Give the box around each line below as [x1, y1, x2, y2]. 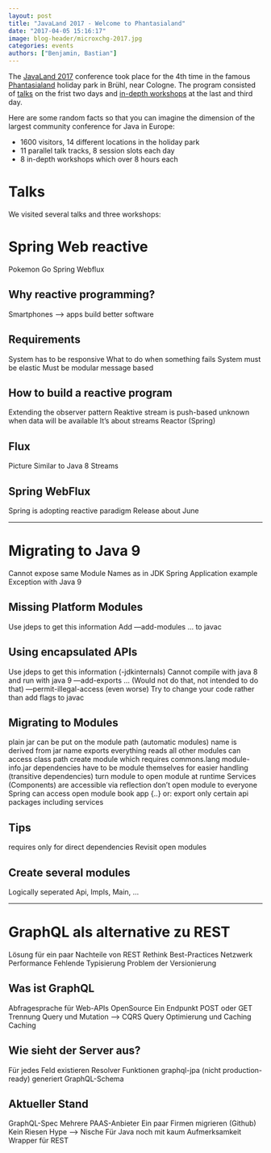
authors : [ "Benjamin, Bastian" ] [8, 49, 117, 57]
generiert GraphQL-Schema [31, 1074, 124, 1084]
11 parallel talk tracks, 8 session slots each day [19, 146, 175, 155]
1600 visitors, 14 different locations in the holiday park [19, 137, 200, 146]
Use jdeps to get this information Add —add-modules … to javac [8, 621, 222, 631]
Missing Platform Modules [8, 600, 144, 614]
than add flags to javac [8, 692, 85, 702]
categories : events [8, 42, 74, 50]
